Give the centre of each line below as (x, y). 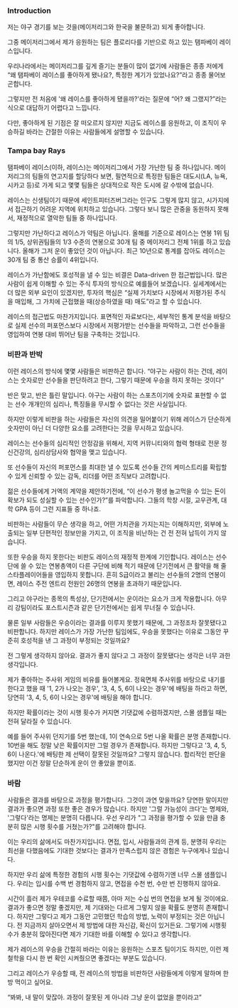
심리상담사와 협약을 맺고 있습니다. (80, 452)
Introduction (29, 11)
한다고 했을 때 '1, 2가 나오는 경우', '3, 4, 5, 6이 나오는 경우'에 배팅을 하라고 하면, (117, 688)
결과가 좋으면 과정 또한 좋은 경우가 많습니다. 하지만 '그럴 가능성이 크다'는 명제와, (118, 809)
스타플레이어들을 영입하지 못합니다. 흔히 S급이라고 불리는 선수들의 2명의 (107, 574)
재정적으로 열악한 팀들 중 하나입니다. (67, 218)
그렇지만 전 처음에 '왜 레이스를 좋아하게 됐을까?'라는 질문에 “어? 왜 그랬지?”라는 (117, 99)
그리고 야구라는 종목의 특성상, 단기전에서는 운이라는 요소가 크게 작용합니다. (111, 599)
